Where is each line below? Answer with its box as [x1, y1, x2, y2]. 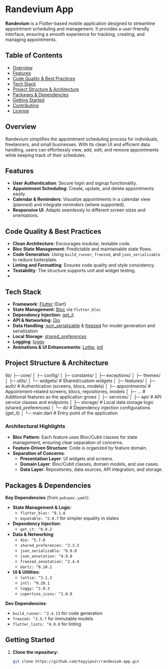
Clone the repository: [12, 649, 59, 655]
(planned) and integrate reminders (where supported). [12, 202, 125, 208]
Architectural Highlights [5, 422, 66, 429]
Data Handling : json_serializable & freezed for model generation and [12, 323, 155, 328]
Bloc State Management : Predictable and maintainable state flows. [12, 246, 152, 252]
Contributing [12, 102, 39, 108]
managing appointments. [5, 36, 57, 43]
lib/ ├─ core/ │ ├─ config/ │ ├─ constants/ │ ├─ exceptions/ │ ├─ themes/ [5, 372, 160, 378]
